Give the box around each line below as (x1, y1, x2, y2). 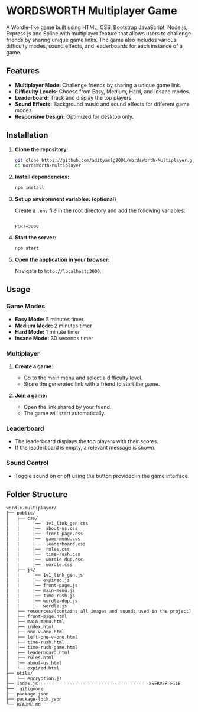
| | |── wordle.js (6, 603, 67, 609)
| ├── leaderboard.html (6, 650, 70, 656)
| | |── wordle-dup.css (6, 557, 83, 563)
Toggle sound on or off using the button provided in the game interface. (14, 472, 190, 479)
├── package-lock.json (6, 696, 62, 703)
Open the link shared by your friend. (23, 404, 112, 411)
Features (6, 66, 40, 76)
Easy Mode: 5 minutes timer (14, 316, 84, 323)
